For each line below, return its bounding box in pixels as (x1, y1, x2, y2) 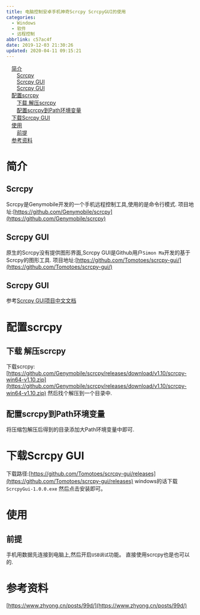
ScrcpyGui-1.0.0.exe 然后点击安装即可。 (6, 485, 106, 492)
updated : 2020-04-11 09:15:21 (6, 48, 82, 54)
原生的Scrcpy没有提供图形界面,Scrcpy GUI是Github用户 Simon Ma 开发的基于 (6, 249, 190, 256)
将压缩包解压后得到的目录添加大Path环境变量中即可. (6, 426, 135, 433)
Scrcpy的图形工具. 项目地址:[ (6, 256, 78, 264)
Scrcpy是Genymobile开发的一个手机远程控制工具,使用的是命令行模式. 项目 (6, 200, 189, 207)
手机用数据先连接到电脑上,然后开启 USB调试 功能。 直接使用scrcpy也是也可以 (6, 551, 190, 558)
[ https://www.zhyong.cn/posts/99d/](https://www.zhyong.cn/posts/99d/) (6, 602, 187, 609)
